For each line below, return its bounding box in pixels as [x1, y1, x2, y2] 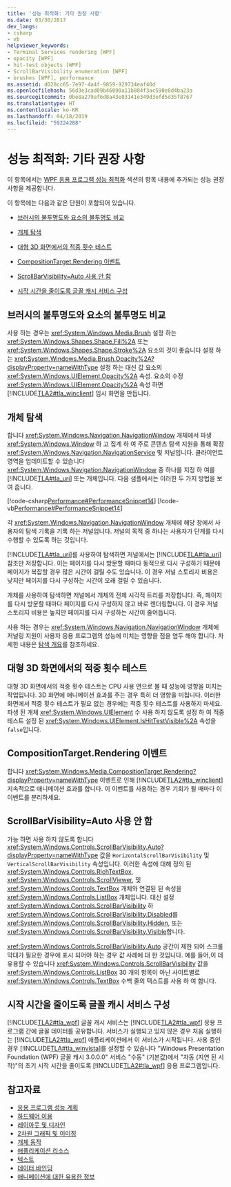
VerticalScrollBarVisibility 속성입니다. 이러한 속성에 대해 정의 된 [7, 859, 192, 868]
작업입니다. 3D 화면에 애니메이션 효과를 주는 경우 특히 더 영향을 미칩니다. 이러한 [7, 691, 221, 699]
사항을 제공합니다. [7, 184, 56, 192]
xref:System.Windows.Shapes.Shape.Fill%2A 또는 [7, 337, 149, 346]
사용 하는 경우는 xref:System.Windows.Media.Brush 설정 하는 [7, 329, 177, 337]
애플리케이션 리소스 [17, 1147, 70, 1155]
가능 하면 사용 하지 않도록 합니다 [7, 834, 94, 843]
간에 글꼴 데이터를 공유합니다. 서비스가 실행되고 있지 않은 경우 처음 [25, 1027, 204, 1036]
